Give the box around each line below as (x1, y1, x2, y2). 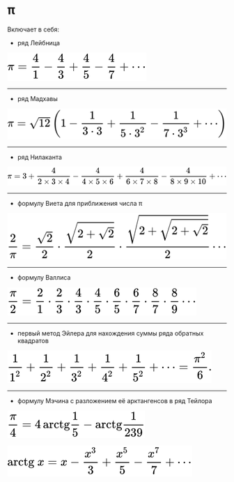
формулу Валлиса (17, 273, 71, 282)
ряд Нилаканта (17, 153, 63, 161)
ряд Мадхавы (17, 94, 58, 103)
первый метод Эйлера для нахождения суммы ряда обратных (17, 329, 204, 338)
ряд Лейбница (17, 38, 61, 47)
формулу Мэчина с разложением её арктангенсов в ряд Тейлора (17, 397, 212, 405)
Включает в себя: (7, 25, 60, 33)
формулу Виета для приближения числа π (17, 199, 143, 207)
